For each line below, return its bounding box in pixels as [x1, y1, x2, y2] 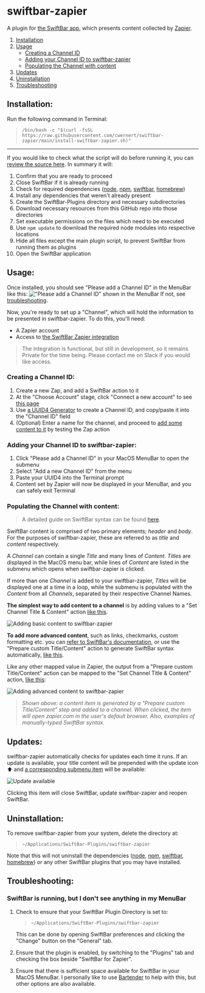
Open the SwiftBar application [15, 249, 91, 257]
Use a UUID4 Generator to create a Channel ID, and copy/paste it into [15, 406, 190, 413]
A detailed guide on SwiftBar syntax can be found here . [21, 516, 161, 523]
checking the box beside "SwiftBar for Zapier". [15, 955, 133, 963]
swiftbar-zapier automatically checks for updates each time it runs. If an [7, 753, 187, 760]
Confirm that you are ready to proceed [15, 172, 113, 179]
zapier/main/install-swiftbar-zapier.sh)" [21, 138, 131, 144]
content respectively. [7, 540, 60, 548]
